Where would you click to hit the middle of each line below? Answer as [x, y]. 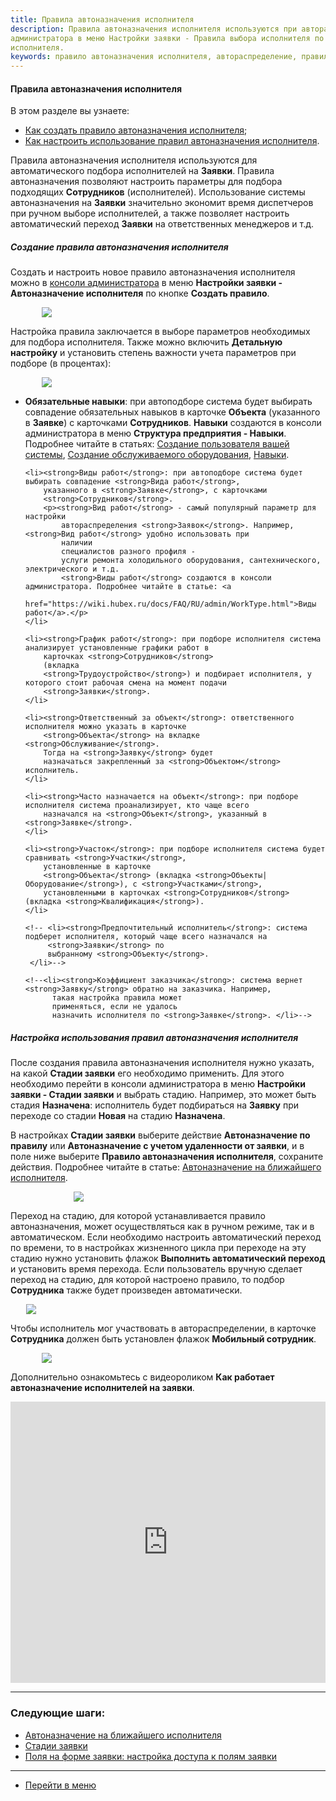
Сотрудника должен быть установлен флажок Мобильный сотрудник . [163, 1339]
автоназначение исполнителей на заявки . [102, 1388]
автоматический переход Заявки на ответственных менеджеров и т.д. [162, 224]
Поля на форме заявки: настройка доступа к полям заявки [151, 1756]
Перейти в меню [60, 1785]
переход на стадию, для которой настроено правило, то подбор [147, 1280]
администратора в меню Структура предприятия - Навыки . [155, 433]
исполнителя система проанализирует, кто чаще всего [137, 806]
